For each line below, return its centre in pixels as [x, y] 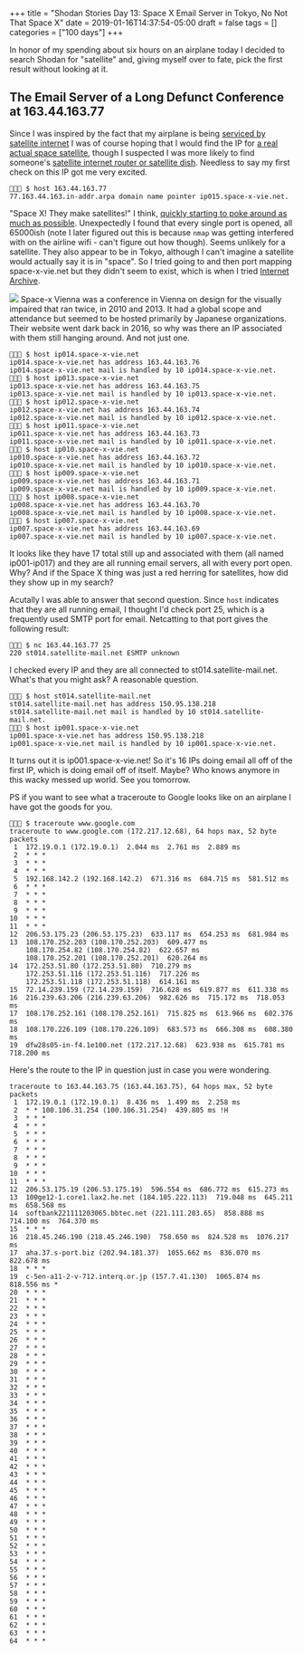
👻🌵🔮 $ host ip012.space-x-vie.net [75, 402]
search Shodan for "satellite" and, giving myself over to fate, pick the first [146, 59]
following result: [39, 628]
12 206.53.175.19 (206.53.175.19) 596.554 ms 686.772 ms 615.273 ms [149, 1190]
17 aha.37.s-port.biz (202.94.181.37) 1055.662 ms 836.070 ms [135, 1253]
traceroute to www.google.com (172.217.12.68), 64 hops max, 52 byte [143, 831]
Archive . [25, 281]
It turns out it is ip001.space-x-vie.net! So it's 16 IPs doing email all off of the [151, 760]
